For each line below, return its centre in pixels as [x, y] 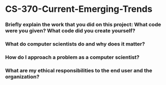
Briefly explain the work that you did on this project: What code [83, 25]
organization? [22, 77]
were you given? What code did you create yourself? [70, 31]
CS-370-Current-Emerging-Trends [79, 9]
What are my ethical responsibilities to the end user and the [79, 70]
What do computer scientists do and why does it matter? [75, 44]
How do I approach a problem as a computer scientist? [72, 57]
